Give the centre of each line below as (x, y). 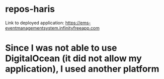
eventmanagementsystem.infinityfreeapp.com (52, 28)
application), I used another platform (82, 69)
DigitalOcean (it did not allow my (74, 59)
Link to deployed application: (35, 23)
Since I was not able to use (61, 48)
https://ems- (78, 23)
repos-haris (30, 9)
